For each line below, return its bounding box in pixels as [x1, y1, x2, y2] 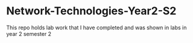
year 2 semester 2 [6, 30, 52, 37]
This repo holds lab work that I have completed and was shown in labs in [6, 24, 187, 31]
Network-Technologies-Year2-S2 [6, 4, 177, 18]
